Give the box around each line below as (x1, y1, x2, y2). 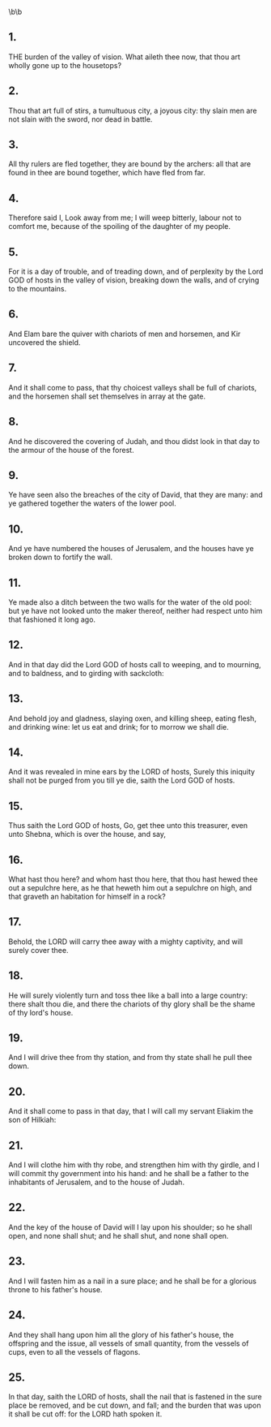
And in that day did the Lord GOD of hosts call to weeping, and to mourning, (8, 659, 261, 669)
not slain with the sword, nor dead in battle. (8, 114, 153, 124)
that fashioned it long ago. (8, 614, 95, 624)
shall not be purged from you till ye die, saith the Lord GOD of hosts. (8, 775, 235, 786)
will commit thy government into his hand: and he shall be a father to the (8, 1169, 249, 1179)
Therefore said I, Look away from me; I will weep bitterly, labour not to (8, 213, 242, 222)
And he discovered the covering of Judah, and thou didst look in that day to (8, 436, 260, 446)
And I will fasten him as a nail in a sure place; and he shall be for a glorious (8, 1276, 257, 1286)
